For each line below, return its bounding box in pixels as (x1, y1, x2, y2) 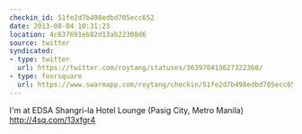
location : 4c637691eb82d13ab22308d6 (9, 30, 147, 39)
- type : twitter (9, 55, 70, 64)
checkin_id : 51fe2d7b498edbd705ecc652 (9, 13, 155, 22)
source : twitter (9, 38, 70, 48)
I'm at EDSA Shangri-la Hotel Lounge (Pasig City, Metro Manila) (9, 104, 244, 115)
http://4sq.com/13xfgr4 (9, 114, 96, 125)
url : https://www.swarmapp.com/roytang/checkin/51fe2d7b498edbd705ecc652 (17, 80, 299, 89)
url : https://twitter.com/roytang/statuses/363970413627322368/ (17, 64, 263, 73)
